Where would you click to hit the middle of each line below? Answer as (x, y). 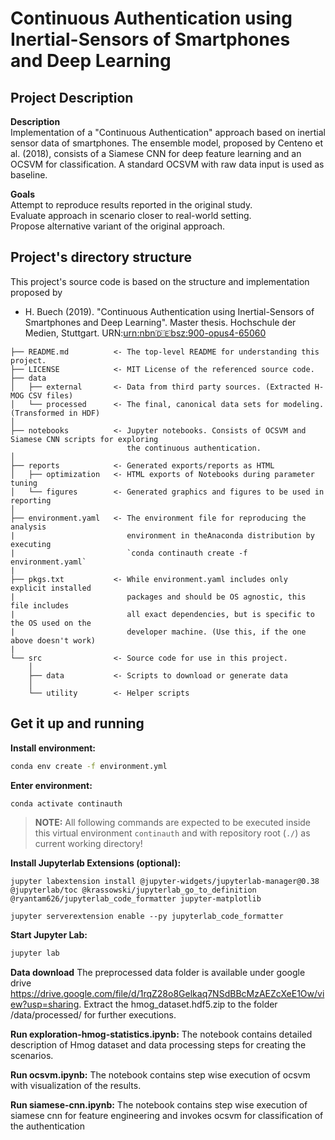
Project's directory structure (101, 257)
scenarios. (32, 1056)
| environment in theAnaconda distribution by (162, 535)
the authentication (47, 1126)
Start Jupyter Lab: (49, 935)
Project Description (72, 97)
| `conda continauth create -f (129, 553)
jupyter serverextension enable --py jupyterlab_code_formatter (147, 917)
